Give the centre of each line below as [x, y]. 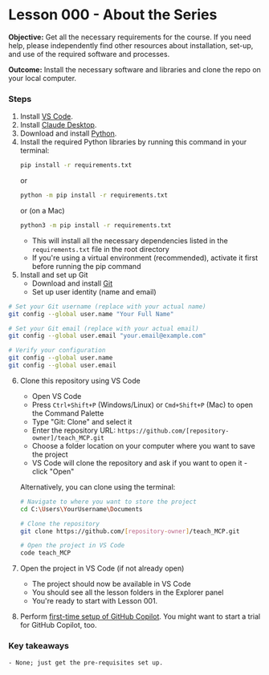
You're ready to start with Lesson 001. [95, 601]
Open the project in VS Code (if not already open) [102, 568]
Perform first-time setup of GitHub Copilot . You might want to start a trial [140, 616]
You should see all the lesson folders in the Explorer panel [128, 592]
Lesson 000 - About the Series [113, 15]
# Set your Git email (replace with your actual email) [104, 328]
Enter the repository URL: [74, 430]
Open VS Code [57, 396]
